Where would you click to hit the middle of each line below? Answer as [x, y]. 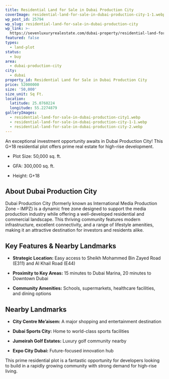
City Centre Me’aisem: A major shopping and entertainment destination [87, 321]
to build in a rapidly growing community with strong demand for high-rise [81, 365]
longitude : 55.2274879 [33, 108]
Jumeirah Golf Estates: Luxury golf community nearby [69, 341]
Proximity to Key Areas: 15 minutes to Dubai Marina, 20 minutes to [82, 273]
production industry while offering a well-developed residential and [75, 214]
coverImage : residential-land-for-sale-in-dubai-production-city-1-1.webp [85, 15]
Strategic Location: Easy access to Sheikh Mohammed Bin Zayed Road [87, 258]
